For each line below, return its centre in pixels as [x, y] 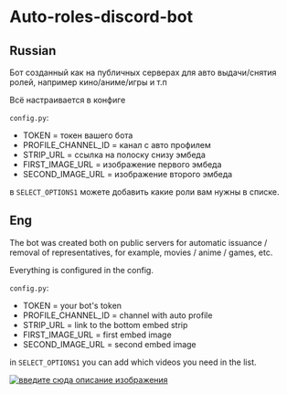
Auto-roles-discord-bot [101, 17]
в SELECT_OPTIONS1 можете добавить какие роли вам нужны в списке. [144, 192]
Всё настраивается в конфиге [68, 100]
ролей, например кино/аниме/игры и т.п [88, 82]
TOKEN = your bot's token [72, 305]
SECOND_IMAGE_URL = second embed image [109, 344]
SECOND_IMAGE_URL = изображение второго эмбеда [128, 174]
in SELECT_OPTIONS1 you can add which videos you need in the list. [133, 362]
